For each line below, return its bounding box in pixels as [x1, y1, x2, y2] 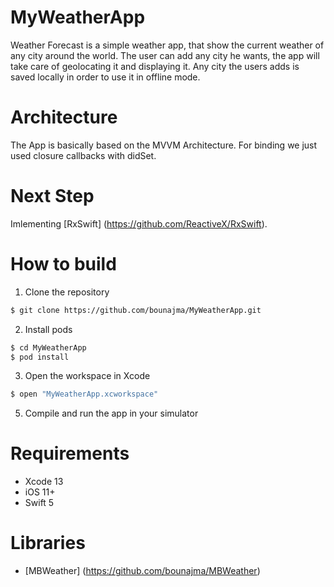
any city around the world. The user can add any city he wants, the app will [10, 49, 320, 61]
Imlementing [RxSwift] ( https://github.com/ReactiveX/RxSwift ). [10, 217, 268, 230]
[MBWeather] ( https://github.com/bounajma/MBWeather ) [24, 565, 261, 577]
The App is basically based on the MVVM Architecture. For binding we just [10, 139, 318, 151]
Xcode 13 [24, 476, 64, 488]
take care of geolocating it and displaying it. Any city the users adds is [10, 60, 300, 72]
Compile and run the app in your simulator [24, 407, 199, 420]
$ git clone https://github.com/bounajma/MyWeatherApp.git [10, 305, 262, 315]
